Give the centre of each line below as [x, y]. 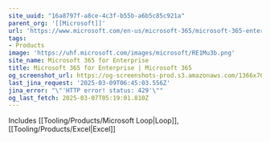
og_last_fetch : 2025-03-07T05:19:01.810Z [79, 98]
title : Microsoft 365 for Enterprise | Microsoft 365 [100, 68]
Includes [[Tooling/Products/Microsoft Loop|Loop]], [94, 120]
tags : [17, 38]
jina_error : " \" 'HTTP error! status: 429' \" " [86, 90]
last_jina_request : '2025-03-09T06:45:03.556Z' [90, 83]
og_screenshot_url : [41, 75]
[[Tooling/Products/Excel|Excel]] [62, 129]
